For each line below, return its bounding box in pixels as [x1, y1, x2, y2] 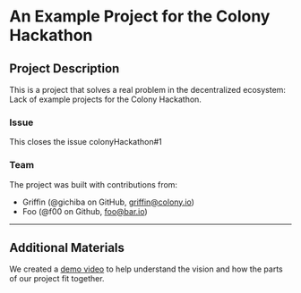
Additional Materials [9, 239, 125, 255]
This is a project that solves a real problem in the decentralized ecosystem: [9, 85, 287, 95]
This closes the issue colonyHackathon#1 [9, 137, 163, 147]
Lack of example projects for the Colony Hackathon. [9, 94, 202, 105]
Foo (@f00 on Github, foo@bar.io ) [21, 205, 148, 216]
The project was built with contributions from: [9, 179, 177, 189]
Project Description [9, 61, 120, 76]
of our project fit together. [9, 273, 105, 284]
